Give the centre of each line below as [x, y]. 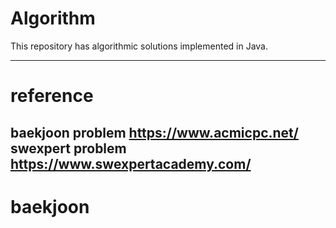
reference [52, 96]
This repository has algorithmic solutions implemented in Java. [139, 46]
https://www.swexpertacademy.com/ [131, 163]
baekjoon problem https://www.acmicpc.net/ [154, 132]
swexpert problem [68, 148]
